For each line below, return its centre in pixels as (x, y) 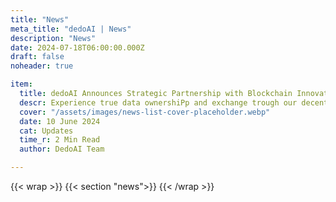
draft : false (37, 57)
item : (21, 84)
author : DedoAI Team (62, 149)
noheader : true (42, 66)
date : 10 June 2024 (60, 121)
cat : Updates (46, 131)
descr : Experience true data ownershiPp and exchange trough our (158, 102)
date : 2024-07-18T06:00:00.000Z (77, 47)
